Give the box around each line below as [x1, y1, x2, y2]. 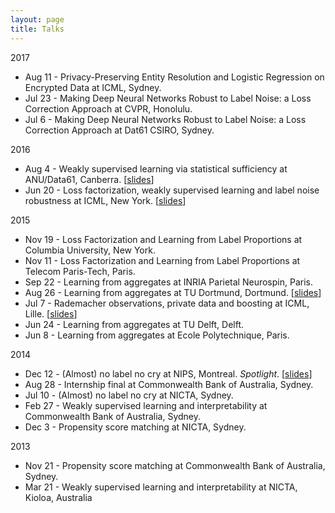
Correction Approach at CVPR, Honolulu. [24, 102, 193, 115]
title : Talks [10, 24, 65, 34]
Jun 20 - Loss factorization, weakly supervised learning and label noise [24, 184, 320, 196]
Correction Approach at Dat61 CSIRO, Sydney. [24, 124, 215, 136]
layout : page [10, 14, 65, 25]
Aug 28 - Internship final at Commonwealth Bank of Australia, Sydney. [24, 378, 314, 390]
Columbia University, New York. [24, 244, 156, 256]
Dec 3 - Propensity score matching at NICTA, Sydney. [24, 421, 247, 433]
